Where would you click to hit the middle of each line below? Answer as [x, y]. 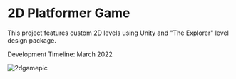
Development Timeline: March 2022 [60, 54]
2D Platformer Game [69, 13]
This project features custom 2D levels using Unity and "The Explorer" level [118, 33]
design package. [32, 40]
